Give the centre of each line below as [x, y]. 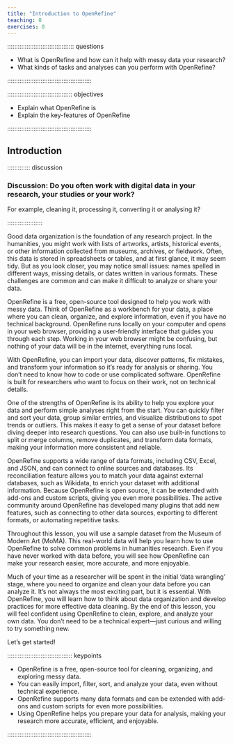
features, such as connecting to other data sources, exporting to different [112, 513]
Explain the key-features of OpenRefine [74, 115]
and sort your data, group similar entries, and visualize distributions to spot [114, 418]
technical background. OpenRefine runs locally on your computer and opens [116, 324]
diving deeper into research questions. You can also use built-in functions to [116, 432]
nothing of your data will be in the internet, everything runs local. [100, 347]
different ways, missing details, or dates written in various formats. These [112, 273]
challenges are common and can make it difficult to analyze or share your [112, 281]
